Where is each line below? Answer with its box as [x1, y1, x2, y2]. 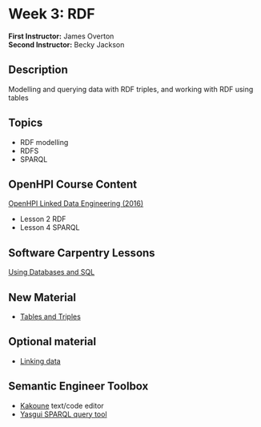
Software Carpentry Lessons [8, 246, 155, 260]
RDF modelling [19, 137, 69, 147]
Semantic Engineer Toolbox [8, 380, 149, 393]
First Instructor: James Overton [8, 31, 114, 41]
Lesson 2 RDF [19, 214, 66, 224]
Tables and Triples [19, 312, 82, 321]
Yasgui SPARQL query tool [19, 409, 107, 419]
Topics [8, 116, 43, 130]
